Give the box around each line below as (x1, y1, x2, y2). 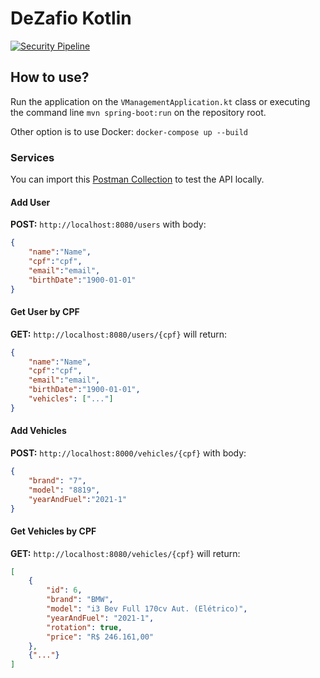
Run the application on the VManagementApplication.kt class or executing (10, 95, 311, 107)
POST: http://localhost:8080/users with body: (10, 218, 207, 231)
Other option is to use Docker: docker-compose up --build (10, 125, 248, 137)
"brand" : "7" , (28, 475, 87, 486)
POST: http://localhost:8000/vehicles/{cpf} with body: (10, 447, 247, 459)
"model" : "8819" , (28, 485, 101, 495)
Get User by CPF (10, 306, 80, 318)
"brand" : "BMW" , (46, 595, 114, 605)
